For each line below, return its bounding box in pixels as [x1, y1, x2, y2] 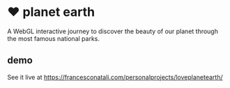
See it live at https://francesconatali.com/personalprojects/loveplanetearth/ [7, 73, 223, 81]
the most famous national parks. [7, 34, 100, 42]
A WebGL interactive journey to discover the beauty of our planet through [7, 27, 218, 35]
